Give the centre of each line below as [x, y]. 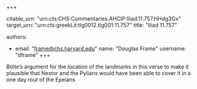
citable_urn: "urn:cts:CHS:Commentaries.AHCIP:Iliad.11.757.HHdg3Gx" [94, 18]
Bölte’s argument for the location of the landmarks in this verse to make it [98, 67]
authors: [17, 37]
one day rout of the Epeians [41, 80]
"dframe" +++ [32, 55]
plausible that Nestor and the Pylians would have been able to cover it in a [98, 73]
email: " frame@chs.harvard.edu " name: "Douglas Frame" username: [101, 48]
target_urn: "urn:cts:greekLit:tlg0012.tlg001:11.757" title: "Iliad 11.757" [92, 25]
